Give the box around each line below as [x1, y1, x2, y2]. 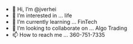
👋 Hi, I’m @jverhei [11, 6, 56, 12]
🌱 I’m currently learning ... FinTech [11, 18, 98, 25]
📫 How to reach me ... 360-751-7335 [11, 32, 105, 38]
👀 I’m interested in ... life [11, 12, 73, 19]
